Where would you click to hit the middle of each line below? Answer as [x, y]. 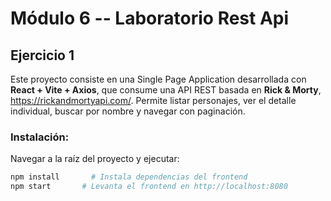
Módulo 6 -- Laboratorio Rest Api [150, 18]
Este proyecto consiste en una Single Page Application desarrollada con [158, 79]
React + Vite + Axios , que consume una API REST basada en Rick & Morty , [166, 90]
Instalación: [40, 137]
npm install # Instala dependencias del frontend [129, 177]
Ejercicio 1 [42, 55]
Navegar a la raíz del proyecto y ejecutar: [95, 159]
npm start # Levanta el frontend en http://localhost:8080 [149, 187]
